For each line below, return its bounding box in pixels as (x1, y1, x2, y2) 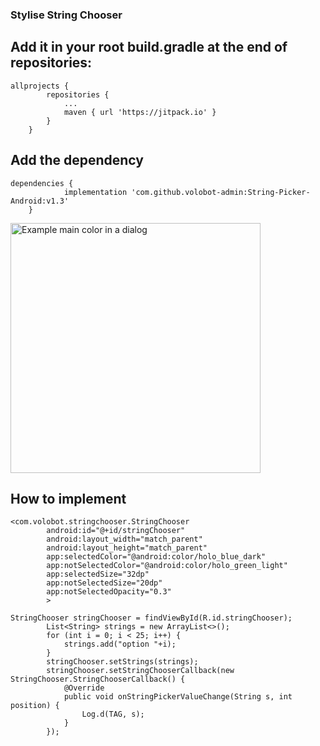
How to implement (10, 490, 127, 507)
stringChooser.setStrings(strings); (46, 657, 199, 667)
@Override (63, 683, 105, 693)
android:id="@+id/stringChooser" (46, 526, 186, 536)
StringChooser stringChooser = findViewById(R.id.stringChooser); (10, 613, 293, 623)
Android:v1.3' (10, 196, 70, 206)
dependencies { (10, 178, 74, 188)
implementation (63, 187, 128, 197)
